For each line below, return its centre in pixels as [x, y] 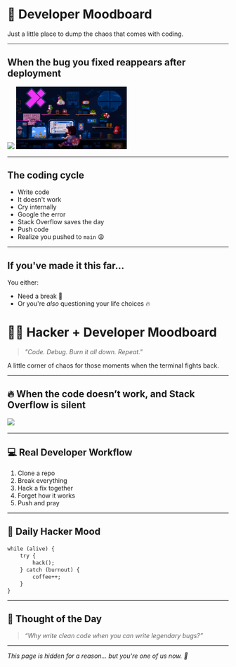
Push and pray [38, 503]
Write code [33, 192]
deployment [34, 73]
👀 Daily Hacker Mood [54, 532]
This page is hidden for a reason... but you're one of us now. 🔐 [98, 656]
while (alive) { [31, 549]
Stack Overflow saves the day [61, 222]
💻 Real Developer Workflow [70, 453]
